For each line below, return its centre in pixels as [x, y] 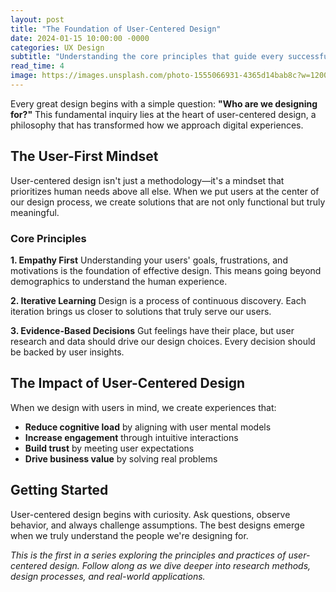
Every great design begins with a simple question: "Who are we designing [164, 103]
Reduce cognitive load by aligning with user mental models [148, 427]
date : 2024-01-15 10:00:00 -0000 [80, 38]
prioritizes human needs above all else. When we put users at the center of [165, 191]
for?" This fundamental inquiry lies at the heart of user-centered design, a [163, 114]
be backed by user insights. [67, 352]
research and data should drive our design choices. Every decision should [163, 341]
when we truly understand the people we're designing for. [129, 535]
